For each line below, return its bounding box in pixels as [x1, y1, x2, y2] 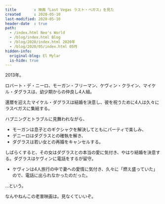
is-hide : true [9, 58, 39, 63]
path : [5, 26, 16, 31]
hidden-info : [5, 49, 32, 53]
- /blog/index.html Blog [9, 35, 61, 40]
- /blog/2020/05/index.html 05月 [9, 44, 78, 49]
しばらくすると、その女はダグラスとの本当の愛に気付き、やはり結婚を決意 [5, 150, 157, 155]
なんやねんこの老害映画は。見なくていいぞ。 [5, 194, 96, 200]
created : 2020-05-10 [5, 12, 61, 17]
